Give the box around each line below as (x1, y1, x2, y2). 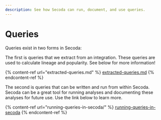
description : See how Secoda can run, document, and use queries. (5, 7, 146, 12)
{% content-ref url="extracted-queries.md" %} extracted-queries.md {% (5, 69, 155, 75)
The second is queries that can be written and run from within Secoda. (5, 84, 150, 90)
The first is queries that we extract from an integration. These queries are (5, 54, 156, 60)
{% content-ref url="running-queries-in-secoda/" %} (5, 104, 114, 110)
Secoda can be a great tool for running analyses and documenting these (5, 89, 154, 95)
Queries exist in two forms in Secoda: (5, 45, 82, 51)
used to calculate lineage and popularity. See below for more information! (5, 60, 156, 66)
